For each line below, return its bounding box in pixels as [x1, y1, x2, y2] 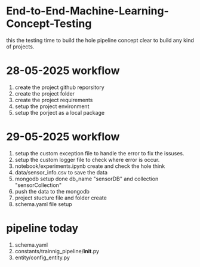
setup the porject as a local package [14, 109, 105, 116]
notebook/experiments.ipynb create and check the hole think [14, 162, 165, 170]
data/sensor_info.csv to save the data [14, 168, 107, 176]
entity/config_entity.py [14, 254, 70, 261]
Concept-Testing [6, 17, 92, 30]
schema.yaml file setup [14, 200, 73, 207]
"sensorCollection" [14, 181, 61, 189]
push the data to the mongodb [14, 188, 90, 195]
